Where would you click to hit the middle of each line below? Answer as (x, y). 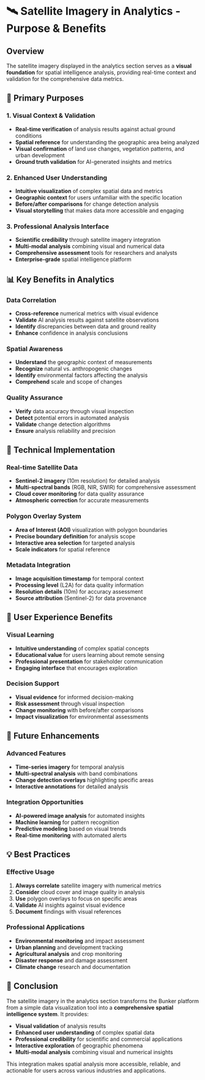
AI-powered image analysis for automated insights (80, 815)
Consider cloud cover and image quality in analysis (80, 892)
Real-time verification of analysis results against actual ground (95, 129)
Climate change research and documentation (73, 966)
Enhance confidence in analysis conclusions (72, 333)
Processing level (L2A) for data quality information (79, 585)
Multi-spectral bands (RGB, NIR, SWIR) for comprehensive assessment (105, 488)
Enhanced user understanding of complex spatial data (85, 1032)
